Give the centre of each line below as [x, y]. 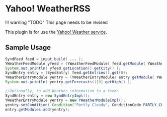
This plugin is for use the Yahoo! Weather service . [56, 32]
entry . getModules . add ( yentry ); [38, 110]
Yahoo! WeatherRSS [48, 9]
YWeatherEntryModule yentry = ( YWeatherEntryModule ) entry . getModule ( [80, 77]
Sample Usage [28, 48]
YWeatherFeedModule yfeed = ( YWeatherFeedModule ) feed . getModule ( [75, 63]
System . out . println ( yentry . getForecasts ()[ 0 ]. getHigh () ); [69, 82]
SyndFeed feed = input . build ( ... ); [44, 59]
